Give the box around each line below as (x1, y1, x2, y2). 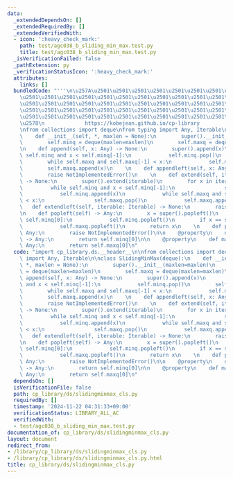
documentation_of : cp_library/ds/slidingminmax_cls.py (7, 429, 169, 436)
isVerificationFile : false (13, 384, 92, 391)
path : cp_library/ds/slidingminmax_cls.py (13, 390, 138, 397)
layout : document (7, 435, 58, 442)
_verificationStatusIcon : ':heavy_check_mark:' (13, 68, 154, 75)
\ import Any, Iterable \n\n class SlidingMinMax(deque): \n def (19, 255, 213, 262)
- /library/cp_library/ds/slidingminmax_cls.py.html (7, 455, 163, 462)
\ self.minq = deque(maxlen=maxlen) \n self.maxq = (19, 139, 213, 146)
